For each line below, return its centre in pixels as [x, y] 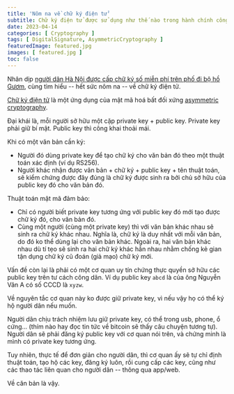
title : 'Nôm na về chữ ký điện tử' [59, 14]
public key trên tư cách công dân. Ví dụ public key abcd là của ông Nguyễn [114, 277]
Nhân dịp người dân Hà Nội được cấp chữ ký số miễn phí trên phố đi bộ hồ [114, 79]
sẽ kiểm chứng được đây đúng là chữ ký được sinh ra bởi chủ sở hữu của [122, 177]
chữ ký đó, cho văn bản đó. [56, 219]
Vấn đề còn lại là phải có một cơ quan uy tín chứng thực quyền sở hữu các [114, 270]
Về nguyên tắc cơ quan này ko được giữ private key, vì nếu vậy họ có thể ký [116, 298]
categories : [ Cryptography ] [51, 33]
